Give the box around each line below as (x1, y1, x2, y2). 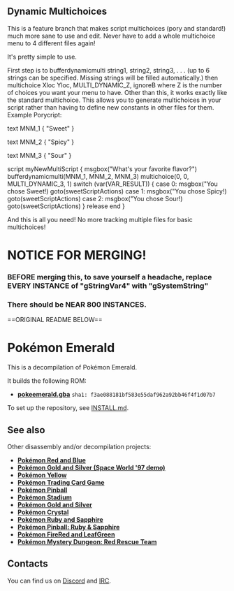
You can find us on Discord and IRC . (7, 576, 112, 585)
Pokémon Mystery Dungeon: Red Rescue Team (17, 537, 157, 546)
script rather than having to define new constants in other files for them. (7, 103, 214, 111)
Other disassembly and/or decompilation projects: (7, 442, 152, 451)
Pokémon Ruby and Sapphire (17, 515, 103, 523)
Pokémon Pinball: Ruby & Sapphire (17, 523, 120, 531)
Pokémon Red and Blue (17, 455, 86, 464)
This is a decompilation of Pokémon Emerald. (7, 363, 138, 372)
